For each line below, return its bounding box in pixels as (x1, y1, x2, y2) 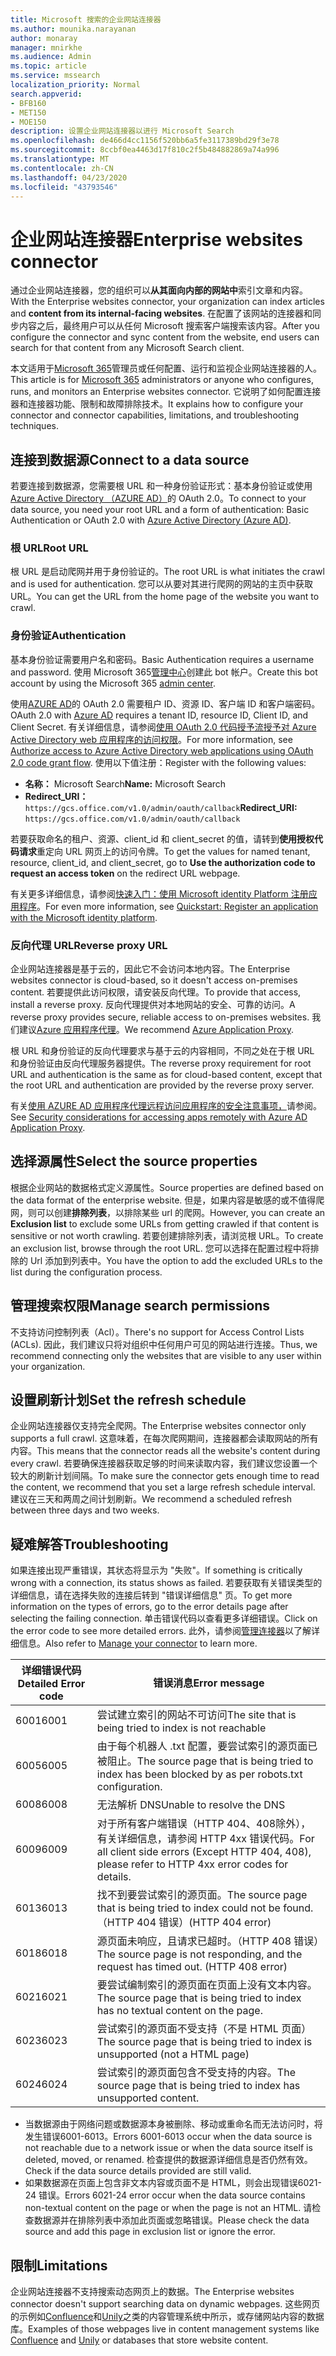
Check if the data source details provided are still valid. (24, 2165, 252, 2177)
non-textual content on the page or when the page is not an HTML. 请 (24, 2202, 313, 2214)
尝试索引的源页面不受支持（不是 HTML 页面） (96, 2022, 312, 2036)
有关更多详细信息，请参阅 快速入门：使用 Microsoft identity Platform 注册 (10, 887, 309, 900)
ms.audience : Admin (10, 52, 92, 62)
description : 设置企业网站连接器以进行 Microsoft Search (10, 126, 235, 136)
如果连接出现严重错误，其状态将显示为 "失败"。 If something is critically (10, 1564, 303, 1576)
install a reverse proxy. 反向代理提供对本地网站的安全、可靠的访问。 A (10, 999, 296, 1011)
